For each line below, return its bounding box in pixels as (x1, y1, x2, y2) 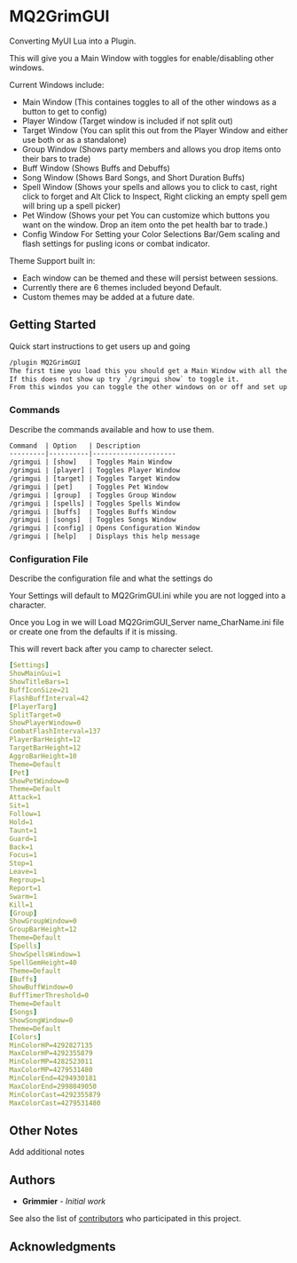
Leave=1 (9, 868, 38, 877)
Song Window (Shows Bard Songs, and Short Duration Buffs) (21, 171, 246, 183)
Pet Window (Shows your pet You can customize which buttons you (21, 210, 270, 220)
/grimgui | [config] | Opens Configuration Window (9, 524, 200, 533)
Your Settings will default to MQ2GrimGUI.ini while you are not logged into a (9, 591, 286, 601)
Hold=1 (9, 817, 34, 827)
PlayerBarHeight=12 (9, 735, 82, 744)
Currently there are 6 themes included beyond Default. (21, 282, 223, 292)
